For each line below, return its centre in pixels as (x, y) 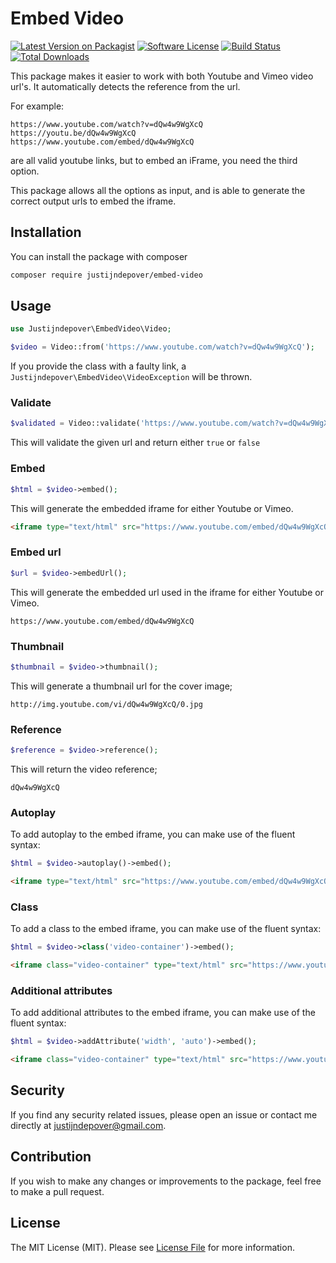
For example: (37, 106)
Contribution (51, 1157)
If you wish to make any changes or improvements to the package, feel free (166, 1181)
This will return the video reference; (84, 769)
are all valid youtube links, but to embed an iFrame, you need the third (154, 160)
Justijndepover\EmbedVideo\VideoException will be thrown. (131, 377)
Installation (46, 232)
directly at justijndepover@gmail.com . (88, 1125)
